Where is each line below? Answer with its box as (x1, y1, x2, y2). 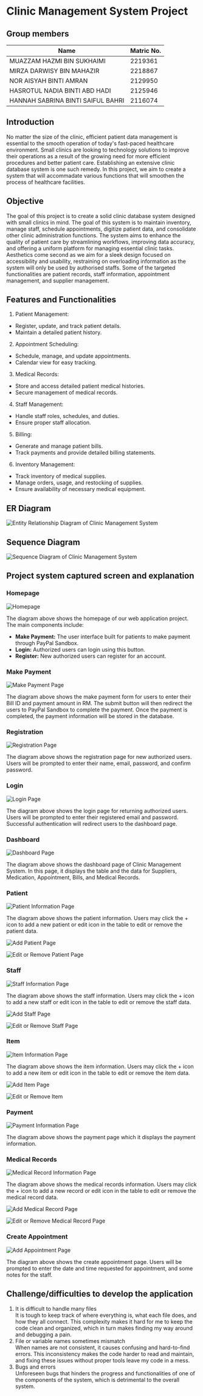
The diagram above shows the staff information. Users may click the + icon (6, 992, 194, 999)
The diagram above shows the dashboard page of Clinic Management (6, 860, 181, 868)
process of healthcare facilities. (6, 178, 85, 186)
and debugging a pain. (15, 1331, 72, 1338)
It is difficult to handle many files (15, 1305, 97, 1312)
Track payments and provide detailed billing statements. (15, 449, 156, 456)
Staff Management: (15, 400, 64, 408)
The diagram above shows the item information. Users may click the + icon (6, 1063, 194, 1070)
